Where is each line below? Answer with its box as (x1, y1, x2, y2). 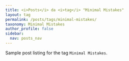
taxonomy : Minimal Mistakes (5, 21, 65, 27)
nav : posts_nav (10, 36, 42, 41)
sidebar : (5, 31, 24, 36)
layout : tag (5, 12, 31, 17)
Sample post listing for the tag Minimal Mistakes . (5, 49, 108, 56)
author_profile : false (5, 26, 54, 32)
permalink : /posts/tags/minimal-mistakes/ (5, 17, 97, 22)
